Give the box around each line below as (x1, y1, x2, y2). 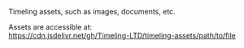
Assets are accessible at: (8, 22, 93, 31)
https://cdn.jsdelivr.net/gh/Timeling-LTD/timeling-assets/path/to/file (8, 31, 236, 40)
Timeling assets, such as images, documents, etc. (8, 7, 176, 16)
